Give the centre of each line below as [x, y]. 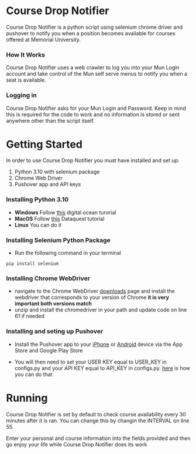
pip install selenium [32, 264]
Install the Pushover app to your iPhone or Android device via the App [99, 344]
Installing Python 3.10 [37, 200]
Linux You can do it [38, 225]
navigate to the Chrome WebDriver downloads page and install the [95, 291]
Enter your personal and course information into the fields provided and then [98, 438]
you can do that [33, 374]
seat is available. [26, 80]
